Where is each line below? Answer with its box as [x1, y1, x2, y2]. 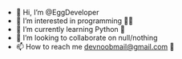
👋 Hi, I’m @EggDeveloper [15, 8, 99, 17]
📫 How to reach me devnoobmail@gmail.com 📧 [15, 42, 175, 51]
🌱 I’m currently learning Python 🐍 [15, 25, 126, 33]
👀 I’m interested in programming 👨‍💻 [15, 16, 134, 26]
